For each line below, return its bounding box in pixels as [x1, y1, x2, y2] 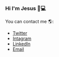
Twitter [12, 30, 28, 36]
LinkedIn [12, 41, 31, 47]
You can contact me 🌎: [5, 19, 54, 25]
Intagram [12, 35, 32, 42]
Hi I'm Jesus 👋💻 [5, 5, 46, 12]
